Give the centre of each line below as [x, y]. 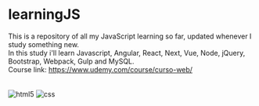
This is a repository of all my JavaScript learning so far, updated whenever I [130, 36]
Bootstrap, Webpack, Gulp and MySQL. [71, 61]
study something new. [44, 44]
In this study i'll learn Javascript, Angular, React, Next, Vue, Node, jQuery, [127, 53]
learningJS [44, 15]
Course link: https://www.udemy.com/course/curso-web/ [101, 69]
